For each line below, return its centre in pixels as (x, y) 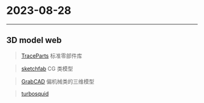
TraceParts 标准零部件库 (52, 56)
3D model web (34, 40)
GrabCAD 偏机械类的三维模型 (58, 81)
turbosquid (35, 93)
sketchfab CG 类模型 (47, 68)
